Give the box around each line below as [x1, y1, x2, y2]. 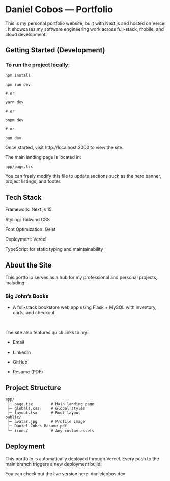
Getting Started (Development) [5, 46, 105, 55]
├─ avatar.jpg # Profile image [7, 419, 86, 424]
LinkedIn [12, 349, 31, 355]
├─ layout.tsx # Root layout [7, 410, 81, 416]
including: [5, 280, 26, 286]
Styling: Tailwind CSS [5, 217, 50, 223]
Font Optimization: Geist [5, 226, 56, 232]
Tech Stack [5, 193, 42, 202]
